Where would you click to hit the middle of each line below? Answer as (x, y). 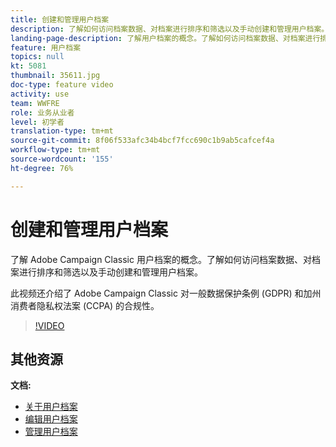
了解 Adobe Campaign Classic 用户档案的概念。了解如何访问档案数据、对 (161, 259)
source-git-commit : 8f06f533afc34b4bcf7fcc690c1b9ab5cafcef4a (142, 141)
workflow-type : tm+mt (55, 150)
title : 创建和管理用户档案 (60, 19)
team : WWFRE (35, 103)
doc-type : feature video (62, 85)
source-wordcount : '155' (62, 159)
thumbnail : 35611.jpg (55, 76)
